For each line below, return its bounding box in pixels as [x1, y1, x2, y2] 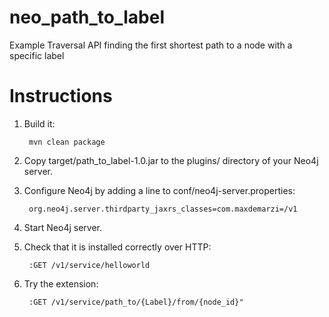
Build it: [23, 117, 56, 130]
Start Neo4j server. [23, 221, 102, 233]
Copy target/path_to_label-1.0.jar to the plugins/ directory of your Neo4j [23, 154, 319, 166]
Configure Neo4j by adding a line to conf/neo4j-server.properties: [23, 184, 296, 196]
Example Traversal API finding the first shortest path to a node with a [9, 39, 293, 51]
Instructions [9, 85, 113, 108]
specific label [9, 49, 65, 61]
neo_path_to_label [9, 6, 166, 29]
